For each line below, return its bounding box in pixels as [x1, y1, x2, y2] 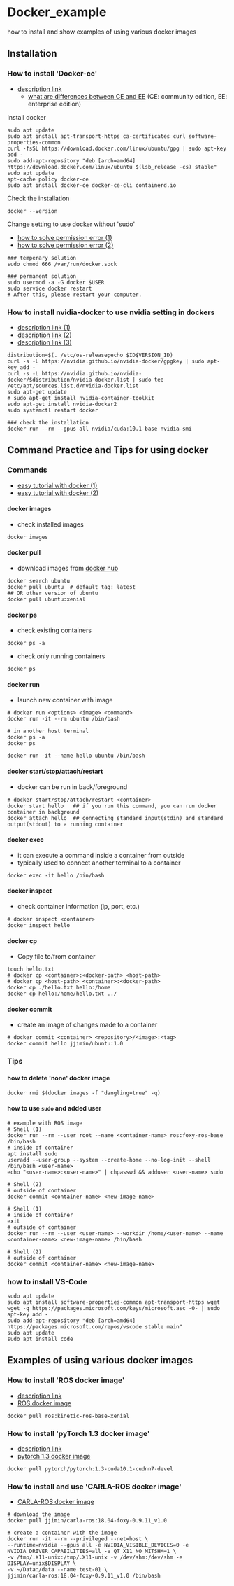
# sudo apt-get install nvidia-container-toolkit [7, 394, 155, 401]
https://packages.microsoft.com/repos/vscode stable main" [7, 1323, 183, 1330]
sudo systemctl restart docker [7, 407, 98, 414]
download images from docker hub [17, 564, 119, 573]
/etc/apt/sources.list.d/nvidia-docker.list [7, 382, 139, 389]
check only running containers [17, 652, 105, 660]
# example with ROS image [7, 1120, 82, 1127]
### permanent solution [7, 272, 77, 280]
